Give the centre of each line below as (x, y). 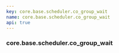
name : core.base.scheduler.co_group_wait (58, 17)
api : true (18, 22)
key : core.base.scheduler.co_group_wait (57, 11)
